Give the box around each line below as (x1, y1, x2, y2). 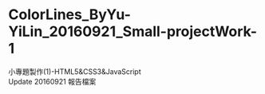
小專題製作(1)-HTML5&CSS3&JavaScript (8, 66, 141, 76)
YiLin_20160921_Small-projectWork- (8, 22, 258, 41)
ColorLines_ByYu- (8, 6, 132, 24)
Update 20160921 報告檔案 (8, 76, 97, 86)
